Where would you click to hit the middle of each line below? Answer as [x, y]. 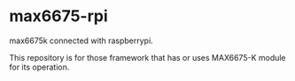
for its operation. [39, 67]
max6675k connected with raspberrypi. [81, 40]
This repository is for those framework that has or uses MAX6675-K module [147, 57]
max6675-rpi [58, 16]
